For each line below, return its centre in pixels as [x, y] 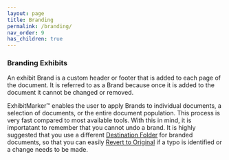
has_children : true [35, 39]
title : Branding [30, 20]
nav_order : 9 [26, 33]
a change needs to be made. [47, 150]
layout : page [26, 13]
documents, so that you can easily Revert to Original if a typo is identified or [115, 142]
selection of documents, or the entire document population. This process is [113, 113]
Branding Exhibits [37, 63]
